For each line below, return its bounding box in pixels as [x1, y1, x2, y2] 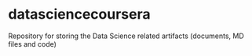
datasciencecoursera [8, 5, 151, 23]
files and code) [8, 39, 57, 48]
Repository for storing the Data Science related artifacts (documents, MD [8, 31, 245, 40]
